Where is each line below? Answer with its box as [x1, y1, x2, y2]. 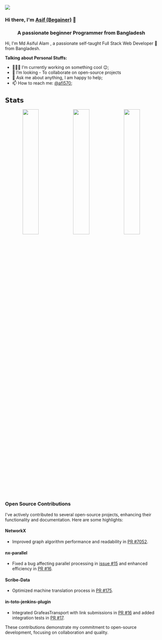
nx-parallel [5, 550, 28, 556]
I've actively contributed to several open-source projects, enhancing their [5, 511, 151, 517]
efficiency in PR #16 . [12, 566, 53, 572]
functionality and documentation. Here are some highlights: [5, 517, 123, 522]
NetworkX [5, 528, 27, 534]
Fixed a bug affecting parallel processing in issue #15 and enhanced [12, 561, 148, 567]
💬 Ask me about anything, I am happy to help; [12, 75, 103, 81]
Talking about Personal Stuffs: [5, 55, 67, 61]
